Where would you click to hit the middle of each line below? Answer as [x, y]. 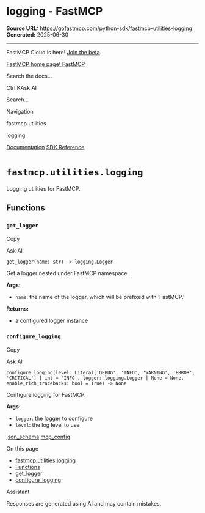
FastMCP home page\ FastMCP [46, 64]
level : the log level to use [47, 425]
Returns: [18, 308]
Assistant [18, 492]
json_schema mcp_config [38, 437]
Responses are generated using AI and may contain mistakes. [84, 503]
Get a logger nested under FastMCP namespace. [68, 273]
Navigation [20, 111]
